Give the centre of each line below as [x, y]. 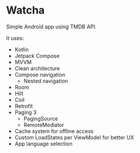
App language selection [43, 144]
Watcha [25, 10]
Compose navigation [40, 74]
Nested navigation [46, 81]
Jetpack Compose [37, 56]
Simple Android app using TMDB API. [51, 27]
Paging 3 [26, 112]
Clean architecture [37, 68]
